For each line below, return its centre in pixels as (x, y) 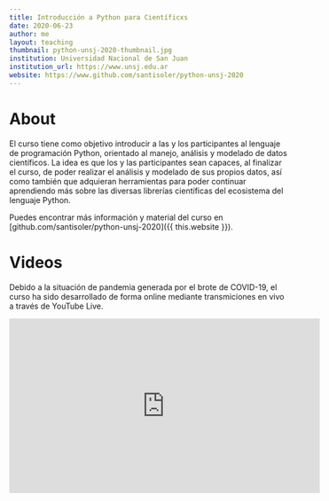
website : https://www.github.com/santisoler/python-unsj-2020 (126, 75)
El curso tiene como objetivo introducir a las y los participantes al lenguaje (145, 144)
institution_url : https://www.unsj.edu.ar (89, 67)
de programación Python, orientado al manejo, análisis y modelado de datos (149, 153)
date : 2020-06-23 (41, 26)
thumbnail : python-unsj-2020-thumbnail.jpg (91, 51)
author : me (29, 34)
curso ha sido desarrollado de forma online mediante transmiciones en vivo (147, 296)
